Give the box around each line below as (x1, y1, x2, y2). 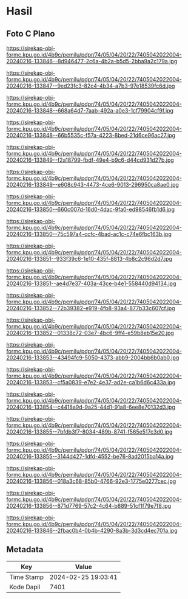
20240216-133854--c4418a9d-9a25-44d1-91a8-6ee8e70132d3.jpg (6, 403, 176, 410)
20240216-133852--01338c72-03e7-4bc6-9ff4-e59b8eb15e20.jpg (6, 330, 174, 336)
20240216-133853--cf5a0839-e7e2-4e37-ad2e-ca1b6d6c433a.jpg (6, 379, 176, 386)
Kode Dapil (9, 583, 41, 591)
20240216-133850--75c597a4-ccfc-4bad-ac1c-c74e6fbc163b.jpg (6, 230, 172, 238)
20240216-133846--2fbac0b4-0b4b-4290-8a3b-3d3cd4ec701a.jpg (6, 527, 178, 534)
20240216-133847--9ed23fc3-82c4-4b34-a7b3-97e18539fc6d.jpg (6, 82, 175, 89)
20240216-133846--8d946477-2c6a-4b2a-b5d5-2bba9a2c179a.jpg (6, 58, 178, 64)
